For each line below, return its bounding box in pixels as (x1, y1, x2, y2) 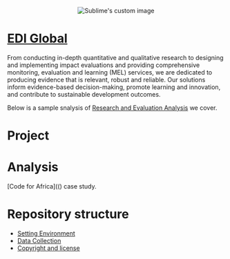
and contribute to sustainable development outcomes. (7, 90, 161, 98)
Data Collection (17, 237, 61, 244)
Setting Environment (17, 229, 76, 238)
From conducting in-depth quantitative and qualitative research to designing (7, 53, 224, 61)
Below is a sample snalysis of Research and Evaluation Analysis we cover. (7, 104, 218, 112)
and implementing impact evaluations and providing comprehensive (7, 61, 200, 69)
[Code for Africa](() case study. (7, 182, 97, 191)
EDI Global (7, 31, 68, 46)
